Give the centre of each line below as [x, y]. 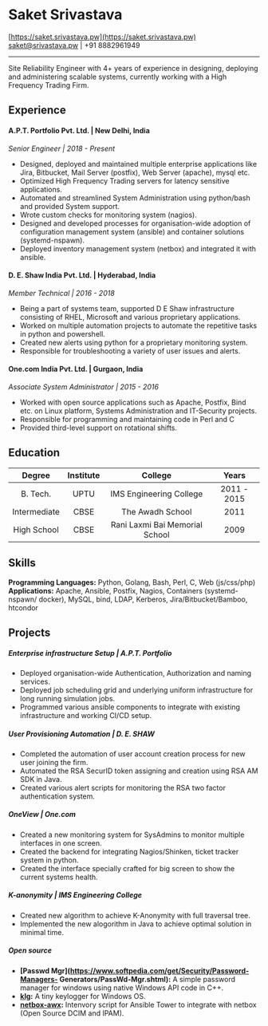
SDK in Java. [41, 779]
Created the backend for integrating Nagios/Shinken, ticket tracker [129, 851]
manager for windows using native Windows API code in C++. [122, 988]
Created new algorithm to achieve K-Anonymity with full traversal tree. [135, 915]
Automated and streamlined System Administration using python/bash [135, 198]
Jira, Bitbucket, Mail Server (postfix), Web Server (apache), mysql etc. [135, 172]
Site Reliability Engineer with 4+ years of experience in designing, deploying [133, 68]
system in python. [49, 860]
